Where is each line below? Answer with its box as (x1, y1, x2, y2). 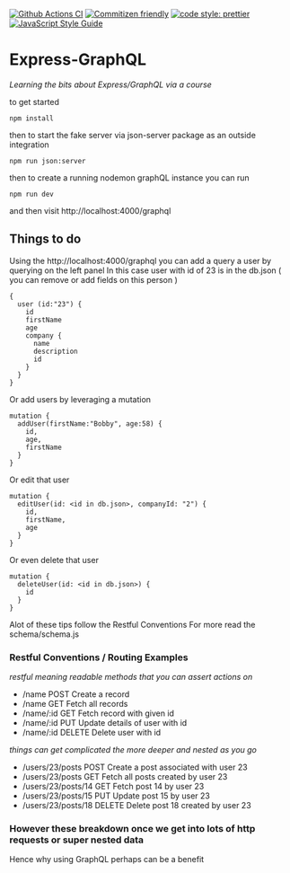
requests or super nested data (9, 833, 145, 846)
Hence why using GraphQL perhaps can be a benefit (9, 854, 205, 865)
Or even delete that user (9, 554, 99, 565)
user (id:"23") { (17, 299, 83, 309)
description (32, 347, 78, 356)
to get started (9, 96, 60, 107)
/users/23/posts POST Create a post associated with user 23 (22, 762, 249, 772)
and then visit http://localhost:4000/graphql (9, 205, 171, 216)
